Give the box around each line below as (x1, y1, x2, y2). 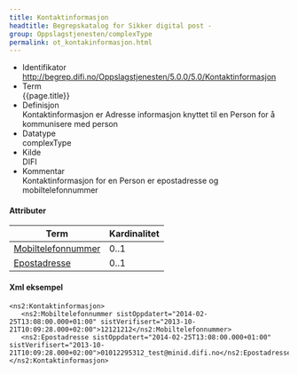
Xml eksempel (9, 282, 64, 293)
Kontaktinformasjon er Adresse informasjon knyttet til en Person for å (21, 109, 276, 120)
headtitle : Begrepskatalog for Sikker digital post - (9, 21, 213, 30)
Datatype (21, 128, 56, 139)
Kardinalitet (109, 227, 160, 240)
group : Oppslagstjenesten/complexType (9, 29, 153, 38)
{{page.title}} (21, 91, 70, 101)
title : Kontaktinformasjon (9, 12, 109, 22)
